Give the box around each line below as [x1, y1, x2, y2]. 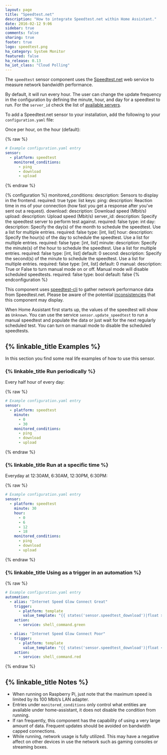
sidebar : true [5, 26, 35, 31]
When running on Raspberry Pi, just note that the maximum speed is [12, 691, 153, 697]
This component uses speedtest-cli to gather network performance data [5, 287, 154, 293]
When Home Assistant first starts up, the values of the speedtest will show [5, 307, 158, 313]
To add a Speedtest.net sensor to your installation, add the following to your [5, 111, 161, 117]
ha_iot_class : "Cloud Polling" [5, 63, 70, 68]
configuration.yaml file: [5, 117, 54, 123]
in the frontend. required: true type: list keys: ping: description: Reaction [5, 198, 153, 204]
